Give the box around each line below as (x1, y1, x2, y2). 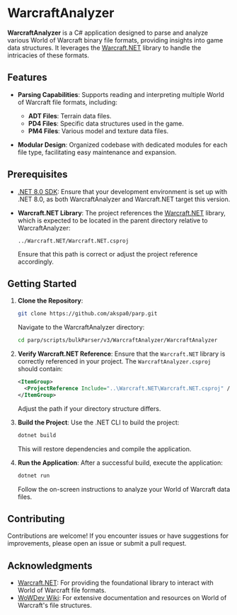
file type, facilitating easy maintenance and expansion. (17, 147, 177, 157)
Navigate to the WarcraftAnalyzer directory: (17, 323, 145, 332)
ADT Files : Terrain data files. (28, 111, 112, 120)
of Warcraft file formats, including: (17, 98, 118, 106)
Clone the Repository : (17, 296, 83, 305)
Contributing (7, 512, 65, 525)
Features (7, 72, 47, 84)
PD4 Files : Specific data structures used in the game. (28, 119, 184, 128)
